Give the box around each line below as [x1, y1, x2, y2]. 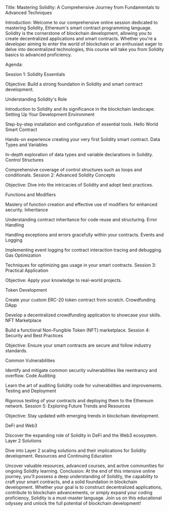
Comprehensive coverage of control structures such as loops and [5, 167, 142, 172]
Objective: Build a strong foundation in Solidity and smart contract [5, 81, 143, 87]
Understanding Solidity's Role [5, 96, 67, 102]
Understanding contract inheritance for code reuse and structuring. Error [5, 217, 157, 222]
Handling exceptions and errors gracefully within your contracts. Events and [5, 232, 164, 238]
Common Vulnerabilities [5, 357, 55, 363]
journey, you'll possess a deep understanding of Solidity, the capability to [5, 474, 158, 479]
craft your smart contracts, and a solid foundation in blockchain [5, 479, 138, 485]
